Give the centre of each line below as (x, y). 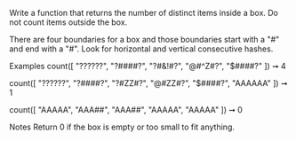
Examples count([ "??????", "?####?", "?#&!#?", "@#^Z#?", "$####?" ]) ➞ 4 (148, 66)
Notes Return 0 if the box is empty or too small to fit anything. (122, 127)
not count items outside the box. (68, 22)
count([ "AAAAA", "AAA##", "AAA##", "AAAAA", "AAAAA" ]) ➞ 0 (126, 110)
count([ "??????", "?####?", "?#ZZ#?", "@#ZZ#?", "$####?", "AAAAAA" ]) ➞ (148, 83)
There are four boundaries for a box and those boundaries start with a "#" (144, 39)
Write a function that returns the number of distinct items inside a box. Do (144, 13)
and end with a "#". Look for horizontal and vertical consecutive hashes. (141, 49)
